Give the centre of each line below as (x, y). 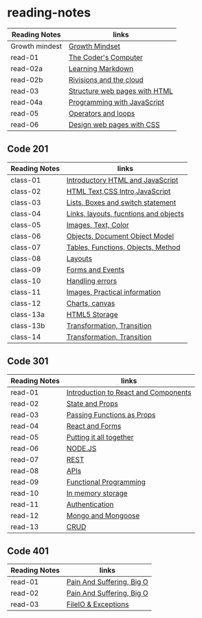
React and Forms (94, 426)
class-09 (26, 269)
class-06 (26, 236)
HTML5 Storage (92, 314)
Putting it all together (100, 437)
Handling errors (92, 280)
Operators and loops (102, 113)
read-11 (25, 504)
